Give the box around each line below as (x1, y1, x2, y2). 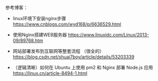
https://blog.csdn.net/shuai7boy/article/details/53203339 (12, 54, 134, 60)
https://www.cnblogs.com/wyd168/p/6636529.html (12, 21, 122, 27)
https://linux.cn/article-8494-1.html (12, 70, 88, 76)
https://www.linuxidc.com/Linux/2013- (68, 32, 149, 37)
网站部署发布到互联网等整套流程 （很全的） (12, 48, 104, 54)
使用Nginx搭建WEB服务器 (12, 32, 67, 37)
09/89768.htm (12, 37, 44, 44)
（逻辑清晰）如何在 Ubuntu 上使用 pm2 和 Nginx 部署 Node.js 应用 (12, 65, 153, 70)
